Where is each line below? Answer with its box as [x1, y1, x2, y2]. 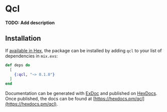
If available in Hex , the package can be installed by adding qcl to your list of [5, 47, 162, 53]
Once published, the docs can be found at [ [5, 96, 95, 102]
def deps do [5, 62, 30, 68]
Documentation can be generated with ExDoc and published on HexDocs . [5, 90, 157, 96]
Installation [5, 34, 41, 43]
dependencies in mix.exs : [5, 53, 58, 59]
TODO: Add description [5, 20, 55, 26]
